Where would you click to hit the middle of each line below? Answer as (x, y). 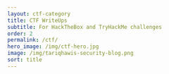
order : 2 (20, 33)
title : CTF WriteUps (38, 20)
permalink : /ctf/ (33, 40)
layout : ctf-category (39, 14)
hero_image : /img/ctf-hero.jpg (53, 47)
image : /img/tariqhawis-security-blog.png (70, 54)
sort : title (25, 60)
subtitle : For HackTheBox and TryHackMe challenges (84, 27)
